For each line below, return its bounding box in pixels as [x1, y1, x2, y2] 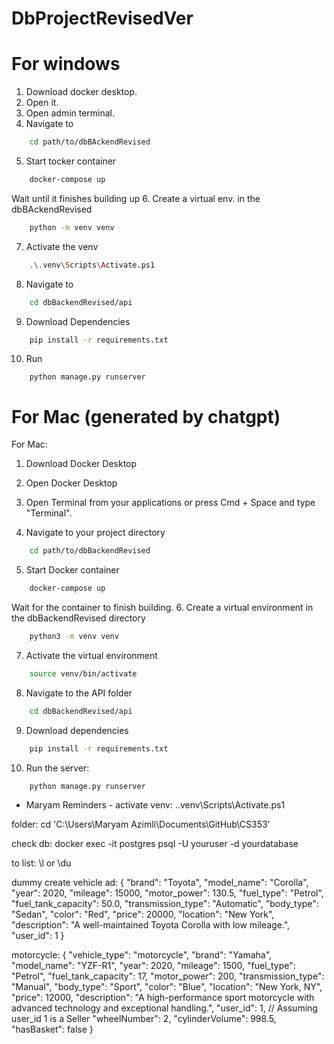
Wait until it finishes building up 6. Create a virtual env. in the [11, 192, 261, 204]
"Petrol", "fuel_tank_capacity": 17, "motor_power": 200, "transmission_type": [11, 970, 325, 982]
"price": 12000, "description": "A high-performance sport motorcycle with [11, 992, 315, 1004]
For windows [11, 53, 121, 76]
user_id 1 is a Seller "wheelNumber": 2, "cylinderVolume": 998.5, [11, 1013, 277, 1025]
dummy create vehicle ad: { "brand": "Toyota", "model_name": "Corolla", [11, 877, 309, 889]
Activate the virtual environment [25, 649, 158, 661]
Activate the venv [25, 240, 99, 252]
